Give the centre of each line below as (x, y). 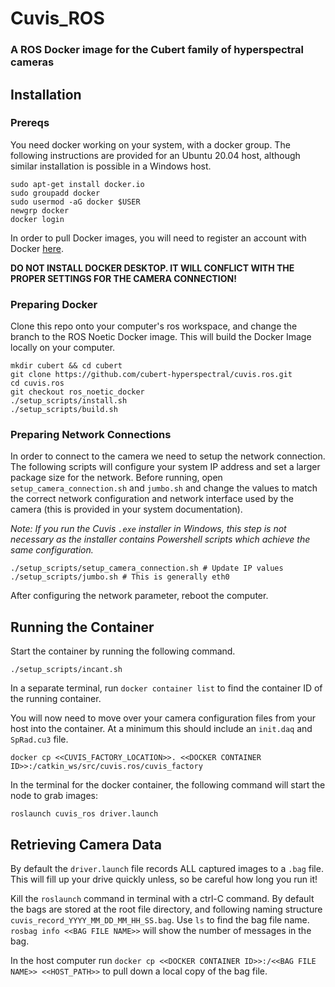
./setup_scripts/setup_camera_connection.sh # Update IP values (147, 568)
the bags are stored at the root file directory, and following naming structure (166, 909)
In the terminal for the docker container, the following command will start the (168, 785)
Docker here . (37, 248)
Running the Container (82, 627)
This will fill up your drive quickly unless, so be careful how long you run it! (164, 879)
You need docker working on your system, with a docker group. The (150, 144)
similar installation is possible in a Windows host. (111, 166)
